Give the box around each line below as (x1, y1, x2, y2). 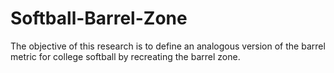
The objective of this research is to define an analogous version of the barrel (10, 40, 326, 52)
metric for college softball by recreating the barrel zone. (10, 50, 241, 62)
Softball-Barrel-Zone (10, 7, 188, 30)
